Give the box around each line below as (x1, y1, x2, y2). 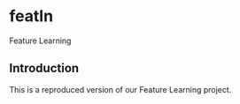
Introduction (9, 61, 80, 76)
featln (9, 6, 54, 26)
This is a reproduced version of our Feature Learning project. (9, 84, 232, 94)
